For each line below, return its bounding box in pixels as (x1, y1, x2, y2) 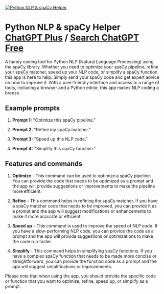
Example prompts (5, 104, 60, 113)
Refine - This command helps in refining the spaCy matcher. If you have (12, 198, 158, 204)
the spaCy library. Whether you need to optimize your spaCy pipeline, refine (5, 64, 159, 69)
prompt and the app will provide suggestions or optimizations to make (12, 233, 153, 239)
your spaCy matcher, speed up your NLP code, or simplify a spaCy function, (5, 69, 159, 75)
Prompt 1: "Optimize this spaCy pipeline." (12, 117, 96, 123)
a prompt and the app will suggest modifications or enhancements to (12, 208, 152, 214)
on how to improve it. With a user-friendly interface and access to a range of (5, 79, 160, 85)
